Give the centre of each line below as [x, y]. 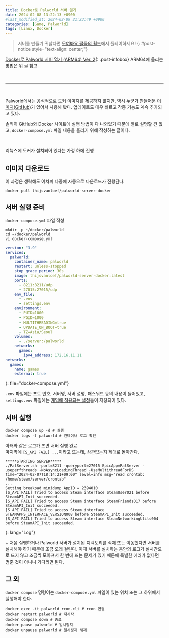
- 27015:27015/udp [38, 290]
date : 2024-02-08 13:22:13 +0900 [40, 15]
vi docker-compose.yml [29, 239]
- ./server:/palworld [41, 341]
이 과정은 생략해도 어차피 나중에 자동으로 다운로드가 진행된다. [65, 181]
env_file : [25, 294]
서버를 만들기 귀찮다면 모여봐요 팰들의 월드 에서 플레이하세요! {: [79, 44]
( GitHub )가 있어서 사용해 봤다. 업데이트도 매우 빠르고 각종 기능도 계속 [81, 107]
